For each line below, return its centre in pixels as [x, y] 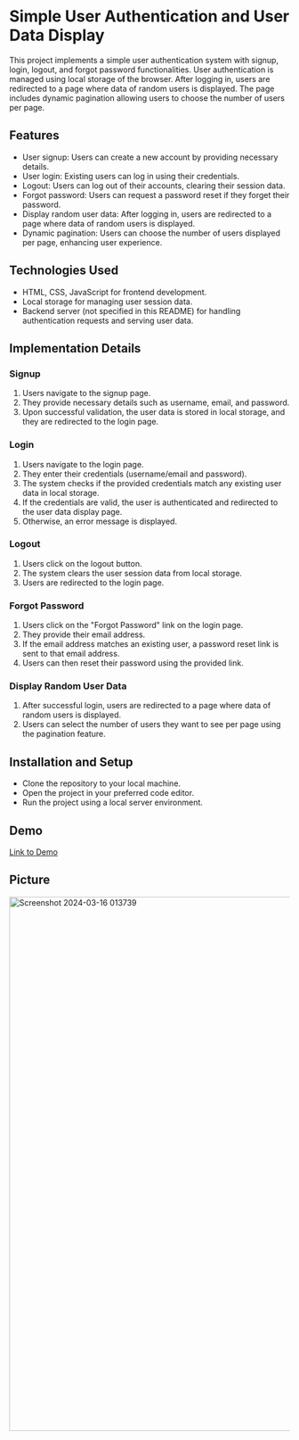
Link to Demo [33, 852]
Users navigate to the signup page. [86, 393]
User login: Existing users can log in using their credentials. [131, 176]
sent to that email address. [71, 654]
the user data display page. [72, 511]
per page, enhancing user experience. [92, 242]
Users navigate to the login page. [83, 464]
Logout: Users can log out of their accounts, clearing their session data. [154, 186]
